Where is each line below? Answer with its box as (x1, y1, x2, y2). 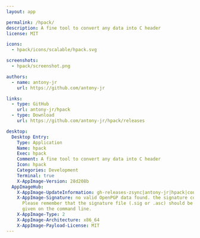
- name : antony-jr (11, 79, 58, 85)
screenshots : (6, 58, 39, 64)
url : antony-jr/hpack (17, 107, 70, 113)
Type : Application (17, 139, 62, 146)
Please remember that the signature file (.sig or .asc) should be (21, 201, 193, 206)
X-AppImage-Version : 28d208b (17, 178, 89, 184)
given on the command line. (21, 206, 92, 212)
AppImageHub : (11, 184, 44, 190)
